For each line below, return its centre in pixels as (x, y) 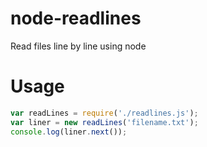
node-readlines (76, 18)
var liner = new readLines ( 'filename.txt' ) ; (104, 122)
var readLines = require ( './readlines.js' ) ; (104, 113)
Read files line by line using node (78, 46)
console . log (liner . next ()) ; (69, 132)
